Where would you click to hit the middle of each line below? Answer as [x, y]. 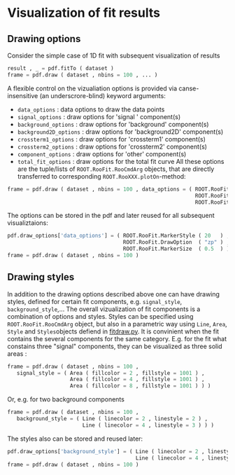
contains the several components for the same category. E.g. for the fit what [117, 338]
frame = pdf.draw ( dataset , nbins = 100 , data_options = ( [100, 189]
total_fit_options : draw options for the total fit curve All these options [121, 161]
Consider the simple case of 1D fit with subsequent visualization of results [114, 55]
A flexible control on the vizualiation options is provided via [92, 88]
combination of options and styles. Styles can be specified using [100, 316]
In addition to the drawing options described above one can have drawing [114, 294]
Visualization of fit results [84, 13]
